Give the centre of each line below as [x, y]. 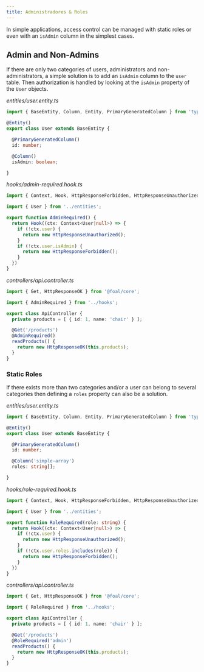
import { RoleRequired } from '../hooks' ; [61, 607]
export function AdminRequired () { [51, 218]
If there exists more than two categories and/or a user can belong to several [101, 387]
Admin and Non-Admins [53, 55]
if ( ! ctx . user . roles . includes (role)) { [68, 551]
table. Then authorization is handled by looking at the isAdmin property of [98, 82]
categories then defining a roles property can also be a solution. [87, 394]
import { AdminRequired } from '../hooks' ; [62, 302]
